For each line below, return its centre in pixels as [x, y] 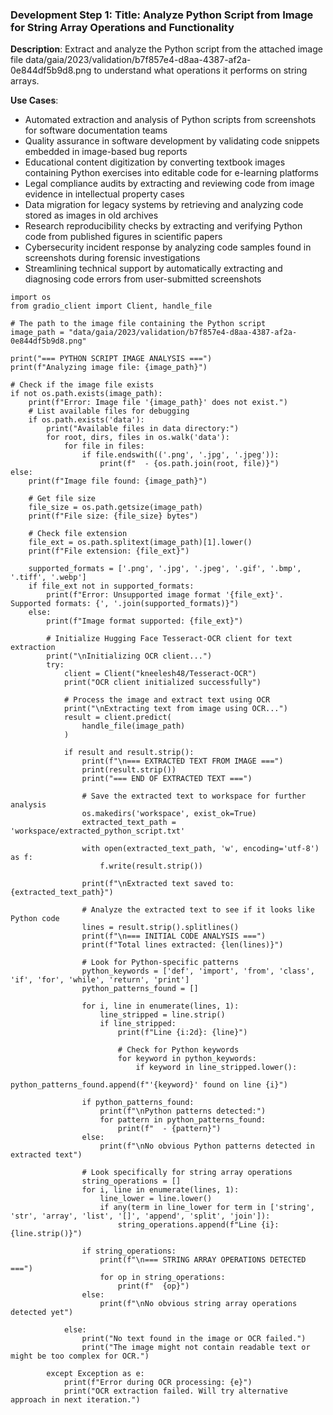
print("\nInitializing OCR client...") [129, 656]
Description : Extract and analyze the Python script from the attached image [166, 49]
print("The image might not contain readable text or [196, 1348]
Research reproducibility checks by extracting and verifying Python [163, 226]
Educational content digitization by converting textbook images [155, 162]
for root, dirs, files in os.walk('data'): [138, 438]
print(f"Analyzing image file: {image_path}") [109, 368]
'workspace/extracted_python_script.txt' [98, 831]
